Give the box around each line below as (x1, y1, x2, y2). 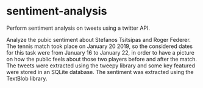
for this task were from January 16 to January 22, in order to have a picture (6, 49, 195, 56)
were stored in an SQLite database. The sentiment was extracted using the (6, 68, 194, 75)
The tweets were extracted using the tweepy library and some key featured (6, 62, 196, 69)
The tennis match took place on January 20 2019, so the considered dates (6, 42, 193, 50)
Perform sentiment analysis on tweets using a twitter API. (6, 24, 151, 32)
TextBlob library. (6, 75, 48, 82)
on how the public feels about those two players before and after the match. (6, 55, 197, 63)
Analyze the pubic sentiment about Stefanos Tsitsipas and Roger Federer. (6, 36, 191, 43)
